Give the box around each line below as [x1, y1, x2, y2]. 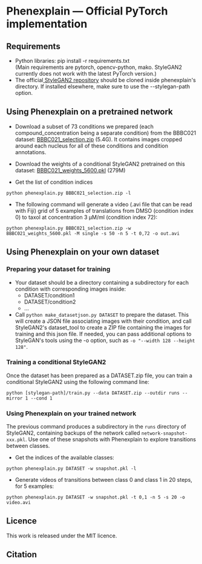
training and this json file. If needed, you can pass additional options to [15, 330, 192, 337]
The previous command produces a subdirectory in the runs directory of [6, 423, 186, 430]
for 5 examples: [15, 482, 54, 490]
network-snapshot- [141, 430, 188, 436]
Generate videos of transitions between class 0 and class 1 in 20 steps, [15, 476, 192, 484]
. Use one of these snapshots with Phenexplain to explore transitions [25, 436, 197, 443]
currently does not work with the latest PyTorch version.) [15, 70, 157, 77]
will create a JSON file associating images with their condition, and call [15, 317, 192, 325]
